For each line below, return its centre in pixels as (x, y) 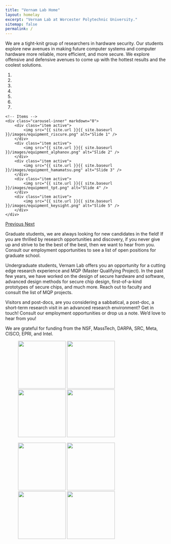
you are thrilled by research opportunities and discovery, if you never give (83, 239)
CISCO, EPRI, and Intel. (29, 334)
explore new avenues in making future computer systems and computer (81, 49)
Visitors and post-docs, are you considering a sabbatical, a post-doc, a (80, 302)
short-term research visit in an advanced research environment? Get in (80, 308)
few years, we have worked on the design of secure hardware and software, (85, 276)
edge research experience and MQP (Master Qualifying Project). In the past (84, 271)
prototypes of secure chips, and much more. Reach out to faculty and (78, 287)
